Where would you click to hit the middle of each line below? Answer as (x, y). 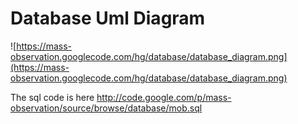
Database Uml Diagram (108, 18)
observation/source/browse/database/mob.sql (106, 108)
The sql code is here (52, 97)
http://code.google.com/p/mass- (164, 97)
